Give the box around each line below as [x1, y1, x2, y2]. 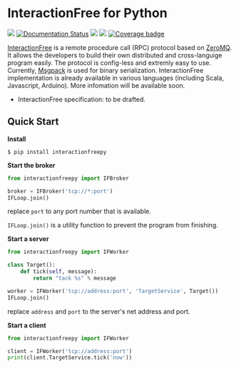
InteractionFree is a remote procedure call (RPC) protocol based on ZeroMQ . [7, 43, 232, 51]
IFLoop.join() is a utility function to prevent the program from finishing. [7, 221, 219, 230]
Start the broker [7, 160, 56, 169]
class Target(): [7, 262, 56, 269]
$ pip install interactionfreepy [7, 148, 107, 155]
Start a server [7, 235, 49, 243]
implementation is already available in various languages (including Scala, [7, 73, 225, 82]
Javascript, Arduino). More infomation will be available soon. [7, 81, 185, 90]
